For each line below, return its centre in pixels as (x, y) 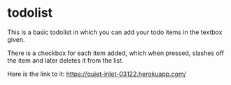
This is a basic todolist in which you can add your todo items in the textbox (115, 32)
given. (16, 39)
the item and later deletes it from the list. (65, 60)
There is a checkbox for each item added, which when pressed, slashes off (115, 53)
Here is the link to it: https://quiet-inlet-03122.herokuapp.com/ (97, 74)
